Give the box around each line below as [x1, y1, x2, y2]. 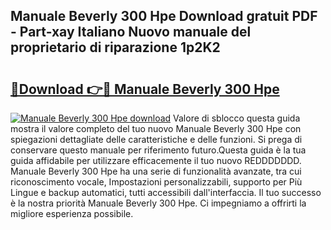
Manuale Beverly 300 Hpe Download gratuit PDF [10, 8, 318, 25]
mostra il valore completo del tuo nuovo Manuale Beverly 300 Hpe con [10, 123, 302, 134]
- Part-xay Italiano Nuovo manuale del [10, 24, 252, 41]
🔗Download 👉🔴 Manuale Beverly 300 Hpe [10, 80, 280, 98]
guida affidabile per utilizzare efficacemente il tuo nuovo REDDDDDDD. [10, 155, 302, 166]
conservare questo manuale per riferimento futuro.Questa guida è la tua [10, 144, 307, 156]
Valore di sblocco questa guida [173, 112, 301, 124]
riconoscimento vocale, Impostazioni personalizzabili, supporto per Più [10, 176, 303, 188]
